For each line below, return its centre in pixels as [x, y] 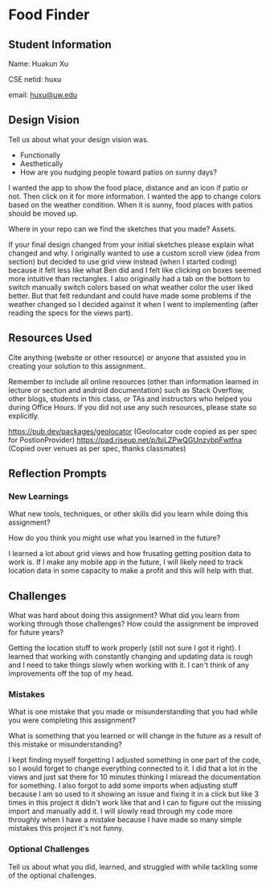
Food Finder [49, 15]
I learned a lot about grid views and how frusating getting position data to [130, 554]
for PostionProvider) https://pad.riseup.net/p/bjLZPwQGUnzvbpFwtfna [125, 440]
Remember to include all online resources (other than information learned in [133, 381]
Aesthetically [41, 163]
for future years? [36, 632]
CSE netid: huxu [35, 79]
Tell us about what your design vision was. [79, 139]
